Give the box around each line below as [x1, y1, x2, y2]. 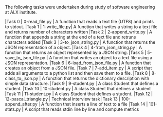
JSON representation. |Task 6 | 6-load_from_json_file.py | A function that [5, 60, 151, 66]
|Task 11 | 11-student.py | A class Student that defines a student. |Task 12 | [5, 91, 153, 97]
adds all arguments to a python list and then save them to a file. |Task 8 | [5, 70, 151, 76]
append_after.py [5, 101, 38, 107]
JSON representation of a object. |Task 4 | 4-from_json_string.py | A [5, 45, 142, 50]
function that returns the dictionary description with [46, 75, 149, 81]
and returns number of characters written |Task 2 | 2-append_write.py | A [5, 29, 152, 34]
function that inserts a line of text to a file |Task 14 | [45, 101, 148, 107]
